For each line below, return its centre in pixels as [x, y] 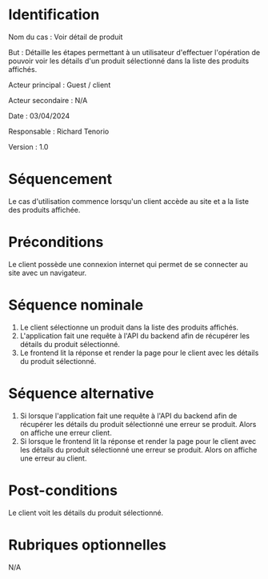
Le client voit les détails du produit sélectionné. [86, 513]
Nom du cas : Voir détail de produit [66, 37]
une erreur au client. [53, 458]
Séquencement [60, 180]
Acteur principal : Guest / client [60, 85]
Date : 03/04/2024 [39, 116]
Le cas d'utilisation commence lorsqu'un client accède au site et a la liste [129, 201]
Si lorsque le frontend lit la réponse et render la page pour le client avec [138, 441]
